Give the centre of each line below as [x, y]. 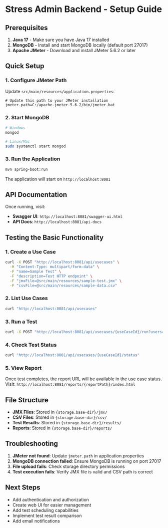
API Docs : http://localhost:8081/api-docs [57, 222]
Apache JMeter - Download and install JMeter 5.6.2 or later [74, 50]
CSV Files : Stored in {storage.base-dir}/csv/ [59, 417]
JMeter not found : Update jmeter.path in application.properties [78, 456]
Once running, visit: [25, 207]
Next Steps [23, 488]
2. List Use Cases [27, 298]
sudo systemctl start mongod [35, 146]
